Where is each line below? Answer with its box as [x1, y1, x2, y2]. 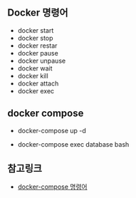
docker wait [17, 63, 53, 73]
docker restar [17, 41, 58, 50]
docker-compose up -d [17, 126, 87, 135]
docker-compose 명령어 [17, 182, 88, 191]
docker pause [17, 48, 58, 57]
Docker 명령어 [7, 6, 69, 19]
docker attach [17, 79, 59, 88]
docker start [17, 26, 54, 34]
